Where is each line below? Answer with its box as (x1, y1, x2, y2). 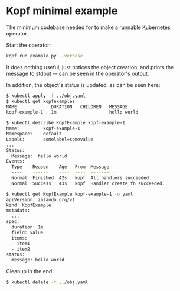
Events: (6, 159, 25, 164)
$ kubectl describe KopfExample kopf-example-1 (6, 120, 126, 126)
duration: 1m (11, 224, 44, 230)
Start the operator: (6, 41, 51, 48)
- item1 (11, 241, 31, 247)
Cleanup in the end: (6, 268, 54, 275)
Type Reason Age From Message (11, 164, 110, 170)
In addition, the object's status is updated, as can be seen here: (6, 81, 161, 88)
